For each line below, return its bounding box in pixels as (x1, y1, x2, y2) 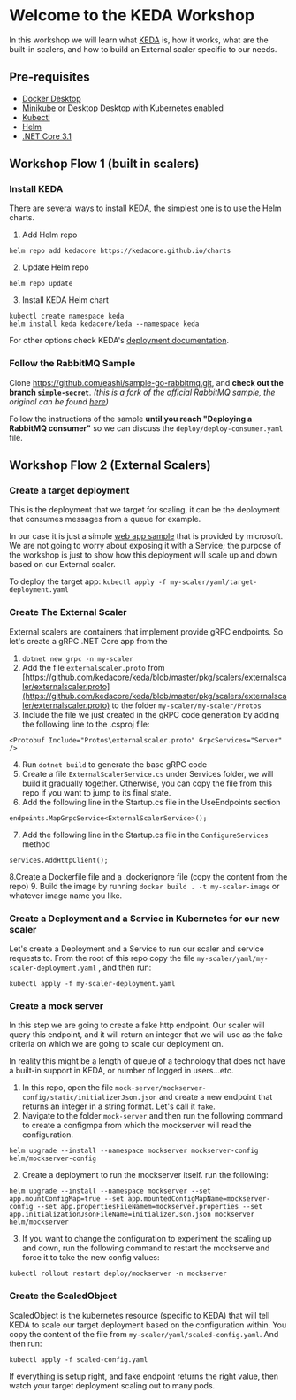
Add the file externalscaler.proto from (21, 662, 165, 673)
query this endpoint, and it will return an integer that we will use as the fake (9, 1029, 283, 1040)
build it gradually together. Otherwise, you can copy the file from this (21, 778, 272, 788)
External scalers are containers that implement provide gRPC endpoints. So (9, 626, 284, 637)
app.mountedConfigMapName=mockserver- (127, 1195, 271, 1204)
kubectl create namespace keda (9, 312, 125, 321)
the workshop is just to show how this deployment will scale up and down (9, 550, 277, 560)
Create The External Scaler (9, 606, 127, 619)
